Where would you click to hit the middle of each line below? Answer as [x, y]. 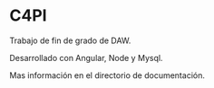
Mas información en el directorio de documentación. [107, 75]
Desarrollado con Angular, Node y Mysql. [86, 57]
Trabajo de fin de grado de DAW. [70, 40]
